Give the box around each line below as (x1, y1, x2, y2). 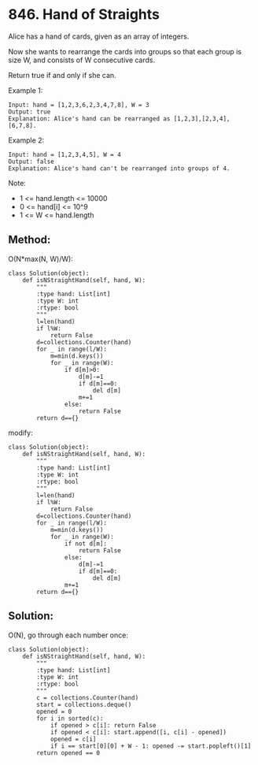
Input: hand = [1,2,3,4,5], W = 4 (8, 150, 122, 158)
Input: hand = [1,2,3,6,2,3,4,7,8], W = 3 (8, 101, 149, 109)
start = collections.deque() (36, 700, 132, 708)
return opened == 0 (36, 748, 101, 757)
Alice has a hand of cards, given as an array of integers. (8, 32, 190, 41)
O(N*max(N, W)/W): (8, 254, 73, 263)
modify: (8, 428, 33, 437)
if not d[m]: (64, 540, 108, 548)
